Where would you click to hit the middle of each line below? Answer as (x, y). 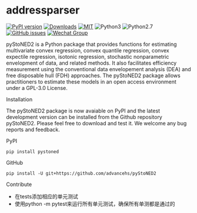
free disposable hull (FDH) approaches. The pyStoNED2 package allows (93, 75)
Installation (19, 99)
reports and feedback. (33, 129)
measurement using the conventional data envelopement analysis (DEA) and (98, 69)
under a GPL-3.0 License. (37, 88)
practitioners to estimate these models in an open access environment (91, 81)
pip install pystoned (33, 152)
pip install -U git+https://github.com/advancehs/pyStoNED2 (81, 173)
